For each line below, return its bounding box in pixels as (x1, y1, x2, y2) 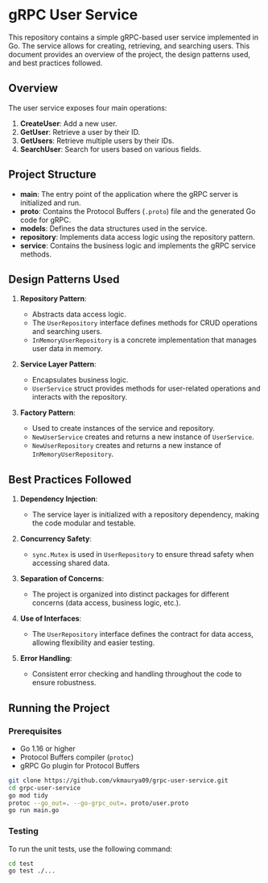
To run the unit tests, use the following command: (8, 843, 173, 853)
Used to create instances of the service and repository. (31, 424, 215, 433)
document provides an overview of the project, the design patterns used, (8, 49, 251, 59)
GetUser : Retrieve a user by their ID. (19, 127, 141, 136)
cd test (8, 860, 35, 868)
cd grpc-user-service (8, 784, 81, 792)
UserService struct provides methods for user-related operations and (31, 383, 261, 393)
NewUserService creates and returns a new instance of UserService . (31, 432, 255, 441)
